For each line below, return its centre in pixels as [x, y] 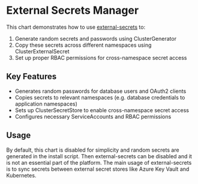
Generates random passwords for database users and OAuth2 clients [100, 91]
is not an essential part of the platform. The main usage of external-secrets [99, 162]
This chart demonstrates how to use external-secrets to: [76, 27]
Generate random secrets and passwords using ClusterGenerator [96, 38]
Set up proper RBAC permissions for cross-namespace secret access [101, 58]
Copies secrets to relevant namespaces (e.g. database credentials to [100, 97]
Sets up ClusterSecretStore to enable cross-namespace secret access [102, 110]
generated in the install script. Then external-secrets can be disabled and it [99, 156]
